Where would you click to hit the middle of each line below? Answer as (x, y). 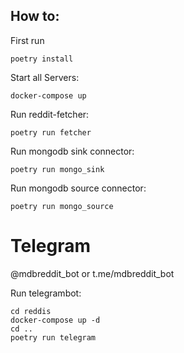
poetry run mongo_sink (57, 169)
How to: (35, 16)
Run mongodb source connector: (78, 188)
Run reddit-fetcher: (50, 114)
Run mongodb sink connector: (72, 151)
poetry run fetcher (51, 132)
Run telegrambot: (46, 293)
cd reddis (31, 311)
